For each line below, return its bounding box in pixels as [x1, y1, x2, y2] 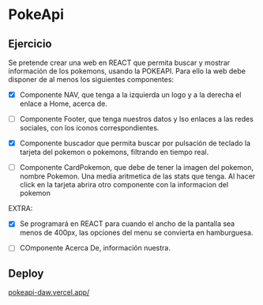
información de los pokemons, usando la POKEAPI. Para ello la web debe [8, 66, 246, 76]
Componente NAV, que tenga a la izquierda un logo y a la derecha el [19, 90, 242, 100]
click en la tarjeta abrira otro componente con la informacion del [19, 180, 229, 190]
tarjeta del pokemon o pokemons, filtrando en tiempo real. [19, 148, 209, 157]
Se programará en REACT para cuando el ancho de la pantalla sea [19, 219, 235, 228]
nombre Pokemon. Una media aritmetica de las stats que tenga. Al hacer [19, 171, 256, 181]
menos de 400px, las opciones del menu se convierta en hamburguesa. [19, 228, 254, 238]
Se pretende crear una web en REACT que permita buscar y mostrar [8, 58, 231, 67]
